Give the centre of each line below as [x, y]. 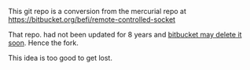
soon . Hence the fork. [43, 43]
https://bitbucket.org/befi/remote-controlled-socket [92, 19]
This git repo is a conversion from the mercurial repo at [97, 11]
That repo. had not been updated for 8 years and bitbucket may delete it [125, 35]
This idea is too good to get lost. [60, 58]
